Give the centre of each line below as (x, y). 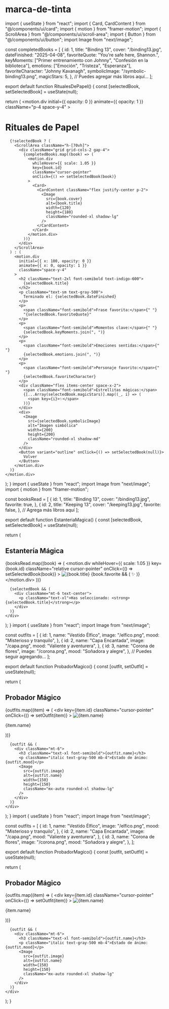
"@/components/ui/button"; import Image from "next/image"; (69, 40)
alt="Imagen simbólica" (53, 425)
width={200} (40, 430)
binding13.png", (22, 76)
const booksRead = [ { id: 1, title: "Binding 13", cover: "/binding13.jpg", (78, 499)
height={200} (41, 434)
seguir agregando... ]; (28, 656)
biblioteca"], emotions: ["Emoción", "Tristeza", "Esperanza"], (68, 66)
